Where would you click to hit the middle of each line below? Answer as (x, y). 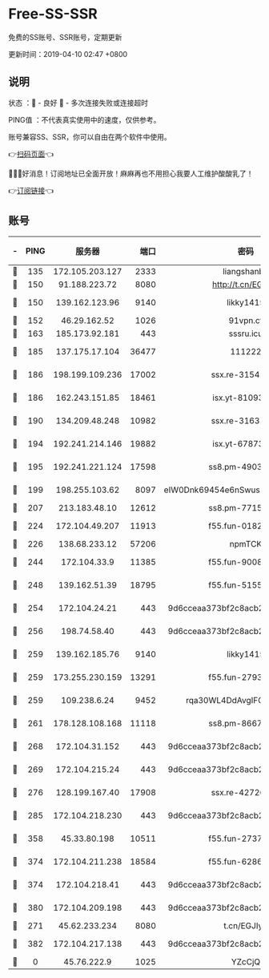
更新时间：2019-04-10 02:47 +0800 (68, 54)
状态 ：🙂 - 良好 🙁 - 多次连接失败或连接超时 (78, 103)
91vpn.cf (246, 320)
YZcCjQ (246, 961)
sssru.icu (246, 333)
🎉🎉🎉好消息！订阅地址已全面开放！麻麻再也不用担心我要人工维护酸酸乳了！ (131, 173)
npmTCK (246, 544)
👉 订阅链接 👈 (31, 190)
